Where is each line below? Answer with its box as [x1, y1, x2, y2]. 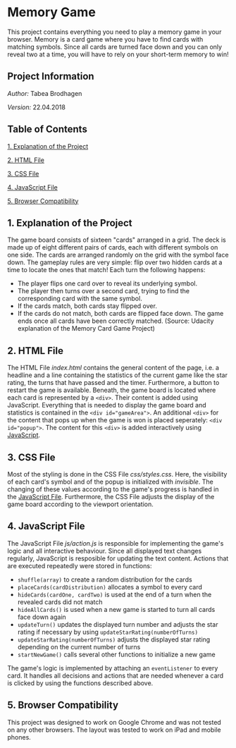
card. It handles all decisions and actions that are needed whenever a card [7, 671, 224, 680]
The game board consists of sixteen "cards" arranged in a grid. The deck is [7, 235, 227, 244]
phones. [7, 732, 32, 741]
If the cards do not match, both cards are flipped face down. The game [17, 309, 224, 318]
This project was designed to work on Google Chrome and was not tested [7, 718, 222, 726]
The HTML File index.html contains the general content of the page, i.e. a [7, 364, 220, 372]
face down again [17, 613, 67, 621]
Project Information [7, 70, 94, 82]
